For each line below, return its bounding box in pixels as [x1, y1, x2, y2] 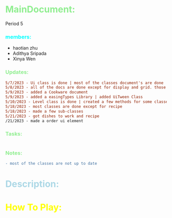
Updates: [5, 69, 29, 76]
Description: [5, 178, 59, 190]
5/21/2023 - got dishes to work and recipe [5, 114, 100, 119]
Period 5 [5, 20, 24, 27]
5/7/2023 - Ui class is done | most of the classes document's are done [5, 80, 164, 85]
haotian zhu [12, 45, 38, 51]
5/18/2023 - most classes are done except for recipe [5, 104, 123, 109]
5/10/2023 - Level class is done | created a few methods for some [5, 99, 153, 104]
